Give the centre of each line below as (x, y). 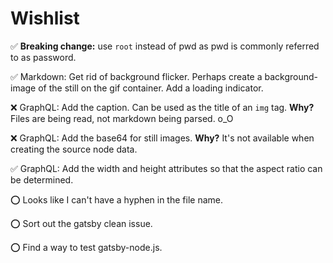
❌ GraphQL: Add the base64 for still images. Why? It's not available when (162, 138)
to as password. (43, 57)
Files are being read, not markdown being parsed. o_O (122, 118)
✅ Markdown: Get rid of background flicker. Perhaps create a (136, 76)
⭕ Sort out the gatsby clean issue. (81, 223)
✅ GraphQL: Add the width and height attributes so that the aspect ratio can (166, 168)
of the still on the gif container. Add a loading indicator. (151, 88)
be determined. (42, 179)
